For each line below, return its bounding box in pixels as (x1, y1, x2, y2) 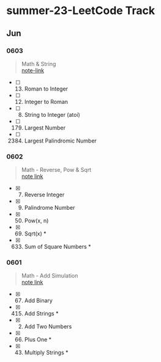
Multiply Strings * (24, 349, 69, 356)
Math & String (21, 60, 56, 67)
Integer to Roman (24, 98, 69, 105)
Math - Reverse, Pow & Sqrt (21, 166, 92, 174)
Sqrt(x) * (24, 230, 47, 237)
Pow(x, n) (24, 217, 49, 224)
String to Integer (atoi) (24, 111, 81, 118)
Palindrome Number (24, 204, 75, 212)
